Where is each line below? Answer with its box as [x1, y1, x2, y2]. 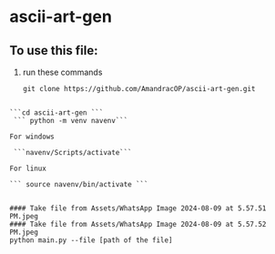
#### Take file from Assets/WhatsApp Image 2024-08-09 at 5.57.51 [9, 204, 267, 213]
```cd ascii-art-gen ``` [9, 108, 104, 117]
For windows [9, 132, 55, 141]
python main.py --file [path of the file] [9, 236, 173, 245]
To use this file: [9, 43, 98, 58]
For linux [9, 164, 47, 173]
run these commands [22, 66, 103, 77]
